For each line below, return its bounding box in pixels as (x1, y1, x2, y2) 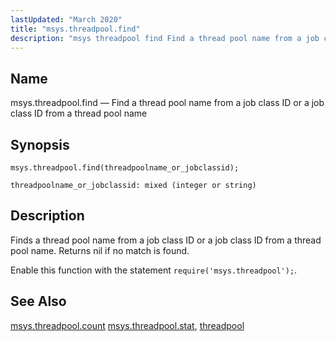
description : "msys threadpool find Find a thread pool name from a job (10, 33, 320, 43)
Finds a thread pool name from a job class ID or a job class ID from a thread (10, 234, 322, 246)
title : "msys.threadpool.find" (10, 24, 141, 34)
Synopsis (10, 136, 70, 153)
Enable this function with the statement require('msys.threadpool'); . (10, 264, 298, 276)
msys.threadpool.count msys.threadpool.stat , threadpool (10, 319, 245, 331)
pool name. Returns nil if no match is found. (10, 244, 190, 256)
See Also (10, 293, 67, 310)
